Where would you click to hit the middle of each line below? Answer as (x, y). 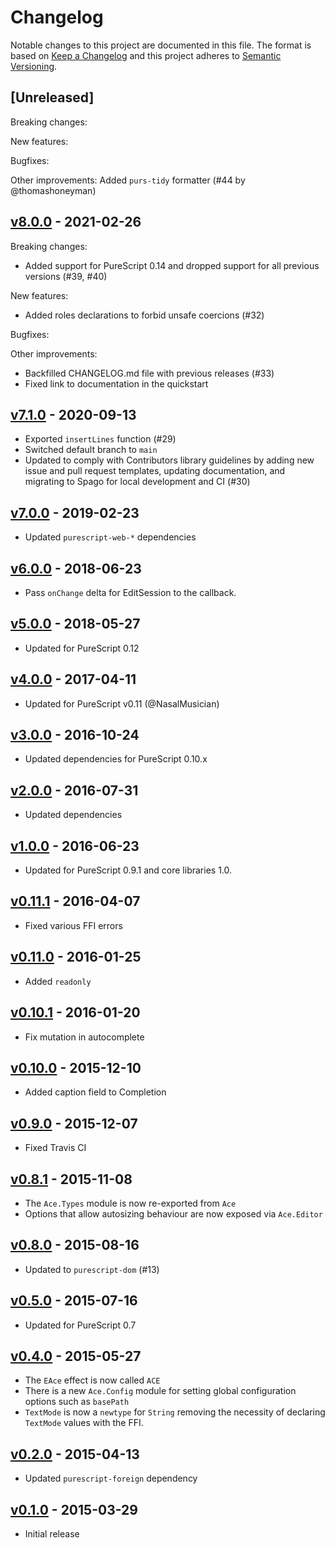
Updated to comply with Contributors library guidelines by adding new (169, 460)
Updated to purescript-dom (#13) (92, 1269)
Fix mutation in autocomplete (84, 1037)
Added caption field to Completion (95, 1092)
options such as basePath (77, 1402)
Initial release (52, 1534)
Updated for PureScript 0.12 (82, 648)
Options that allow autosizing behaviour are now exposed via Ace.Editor (173, 1213)
